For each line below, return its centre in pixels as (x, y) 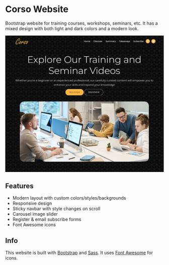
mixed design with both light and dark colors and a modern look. (72, 28)
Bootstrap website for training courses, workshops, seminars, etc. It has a (82, 23)
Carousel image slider (35, 214)
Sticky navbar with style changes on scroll (56, 209)
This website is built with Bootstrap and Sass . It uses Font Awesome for (79, 253)
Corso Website (37, 9)
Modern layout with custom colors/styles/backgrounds (69, 198)
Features (19, 186)
